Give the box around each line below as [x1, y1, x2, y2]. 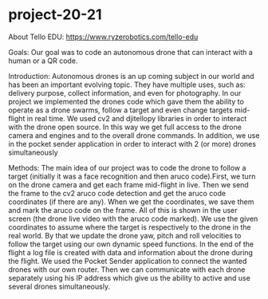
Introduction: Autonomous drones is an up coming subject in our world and [8, 71, 254, 81]
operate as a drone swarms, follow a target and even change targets [8, 105, 233, 115]
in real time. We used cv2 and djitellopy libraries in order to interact [26, 113, 247, 123]
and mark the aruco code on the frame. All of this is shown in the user [8, 205, 238, 214]
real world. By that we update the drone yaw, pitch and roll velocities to [8, 230, 242, 240]
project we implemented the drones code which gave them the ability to [8, 96, 245, 106]
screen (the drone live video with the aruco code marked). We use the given [8, 214, 258, 223]
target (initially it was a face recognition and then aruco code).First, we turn [8, 171, 256, 181]
